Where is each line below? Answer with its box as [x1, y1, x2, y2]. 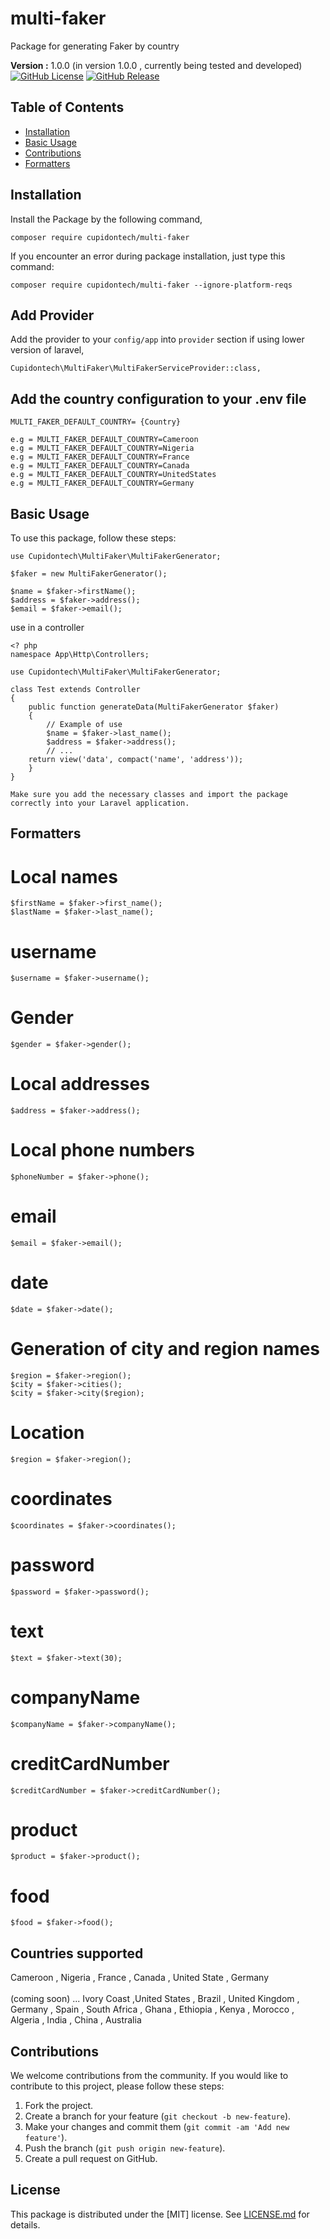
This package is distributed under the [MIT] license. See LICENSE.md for [10, 2208, 310, 2220]
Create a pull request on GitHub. [24, 2153, 158, 2165]
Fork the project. [24, 2100, 94, 2112]
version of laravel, [10, 344, 85, 356]
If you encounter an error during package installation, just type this [10, 250, 286, 262]
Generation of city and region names [10, 1338, 321, 1361]
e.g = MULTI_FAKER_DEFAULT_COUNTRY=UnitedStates [10, 470, 217, 480]
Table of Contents [10, 99, 125, 116]
